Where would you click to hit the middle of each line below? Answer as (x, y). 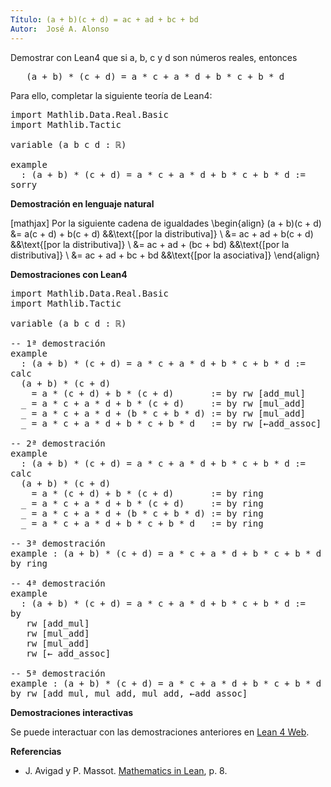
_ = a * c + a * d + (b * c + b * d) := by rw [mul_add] (163, 413)
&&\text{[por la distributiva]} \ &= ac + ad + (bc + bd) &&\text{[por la (150, 244)
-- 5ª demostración (58, 673)
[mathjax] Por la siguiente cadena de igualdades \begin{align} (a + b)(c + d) (166, 223)
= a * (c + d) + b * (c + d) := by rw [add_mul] (169, 393)
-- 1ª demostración (58, 343)
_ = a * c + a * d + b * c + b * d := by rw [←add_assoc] (171, 423)
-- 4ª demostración (58, 583)
